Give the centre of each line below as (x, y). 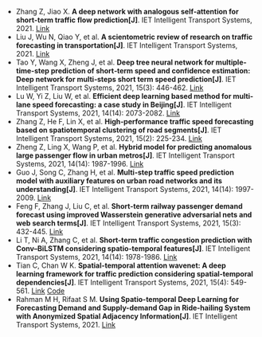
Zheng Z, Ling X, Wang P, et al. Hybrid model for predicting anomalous (134, 147)
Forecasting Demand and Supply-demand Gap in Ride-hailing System (133, 308)
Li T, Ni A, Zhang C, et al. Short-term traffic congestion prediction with (134, 240)
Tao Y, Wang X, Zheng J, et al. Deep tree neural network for (115, 62)
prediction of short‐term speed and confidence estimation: (151, 71)
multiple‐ (231, 62)
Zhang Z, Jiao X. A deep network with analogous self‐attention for (127, 12)
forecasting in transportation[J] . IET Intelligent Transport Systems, (127, 45)
